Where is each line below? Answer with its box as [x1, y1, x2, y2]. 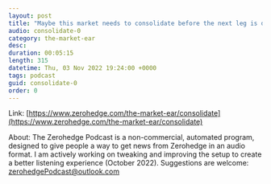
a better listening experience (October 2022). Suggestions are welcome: [8, 158, 249, 168]
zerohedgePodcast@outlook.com [8, 166, 120, 177]
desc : [8, 42, 27, 50]
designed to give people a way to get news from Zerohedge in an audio [8, 141, 246, 151]
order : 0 [8, 86, 38, 95]
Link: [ [8, 108, 30, 118]
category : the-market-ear [8, 34, 95, 43]
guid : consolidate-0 [8, 79, 78, 87]
